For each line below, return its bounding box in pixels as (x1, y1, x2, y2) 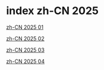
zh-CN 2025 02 (6, 35, 45, 42)
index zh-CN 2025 (6, 4, 99, 18)
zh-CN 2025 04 (6, 58, 45, 65)
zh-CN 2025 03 (6, 46, 45, 54)
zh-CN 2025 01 (6, 24, 43, 31)
